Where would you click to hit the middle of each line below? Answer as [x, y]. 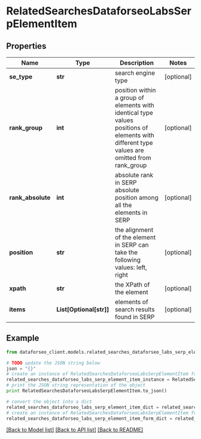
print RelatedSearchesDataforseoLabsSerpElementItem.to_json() [87, 391]
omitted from [133, 158]
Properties [26, 46]
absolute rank [134, 175]
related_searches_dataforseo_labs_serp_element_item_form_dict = [89, 419]
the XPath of [132, 285]
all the [123, 205]
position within [135, 90]
